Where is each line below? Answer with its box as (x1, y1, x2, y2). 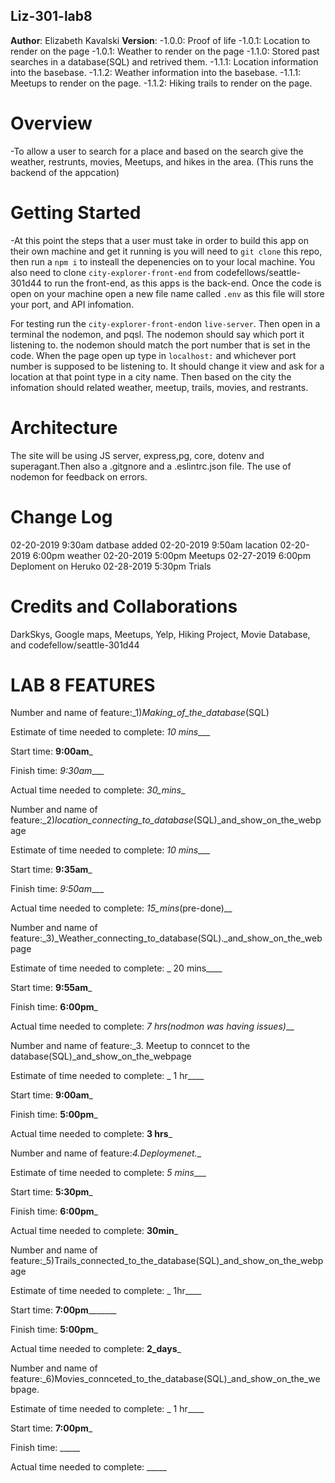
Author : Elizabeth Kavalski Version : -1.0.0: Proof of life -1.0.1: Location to (10, 34, 311, 46)
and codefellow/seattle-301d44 (10, 639, 140, 651)
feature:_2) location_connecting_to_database (10, 814, 194, 826)
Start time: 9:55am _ (10, 982, 93, 994)
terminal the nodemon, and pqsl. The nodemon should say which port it (10, 328, 305, 340)
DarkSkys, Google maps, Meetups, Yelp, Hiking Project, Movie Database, (10, 628, 311, 640)
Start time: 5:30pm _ (10, 1186, 93, 1198)
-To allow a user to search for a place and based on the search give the (10, 145, 304, 157)
